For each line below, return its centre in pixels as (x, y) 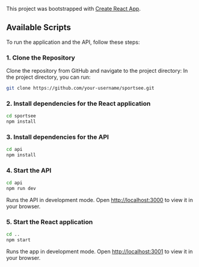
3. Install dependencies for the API (58, 137)
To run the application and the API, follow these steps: (73, 42)
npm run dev (21, 189)
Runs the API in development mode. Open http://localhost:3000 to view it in (100, 200)
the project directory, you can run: (49, 77)
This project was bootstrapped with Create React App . (74, 9)
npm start (19, 240)
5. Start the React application (50, 222)
